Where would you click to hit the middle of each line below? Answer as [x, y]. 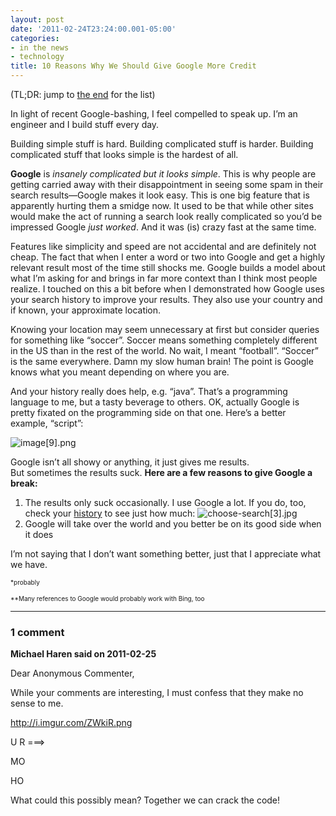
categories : [35, 38]
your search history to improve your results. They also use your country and [166, 299]
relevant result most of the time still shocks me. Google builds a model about [168, 267]
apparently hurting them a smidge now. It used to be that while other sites [162, 205]
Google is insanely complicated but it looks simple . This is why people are [163, 174]
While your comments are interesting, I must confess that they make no [157, 693]
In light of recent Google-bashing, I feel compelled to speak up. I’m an [154, 114]
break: [24, 483]
